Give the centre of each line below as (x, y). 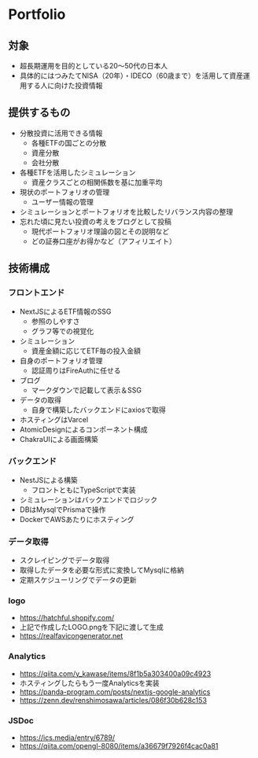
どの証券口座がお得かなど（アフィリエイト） (104, 241)
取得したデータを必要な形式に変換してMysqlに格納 (102, 570)
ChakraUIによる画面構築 (59, 439)
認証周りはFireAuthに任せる (76, 370)
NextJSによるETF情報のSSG (65, 311)
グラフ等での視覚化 (63, 331)
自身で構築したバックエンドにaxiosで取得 (99, 410)
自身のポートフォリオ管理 (61, 360)
